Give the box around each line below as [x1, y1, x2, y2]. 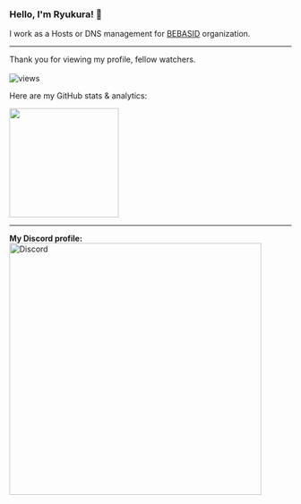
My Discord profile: [9, 233, 83, 244]
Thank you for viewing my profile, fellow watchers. [9, 54, 196, 65]
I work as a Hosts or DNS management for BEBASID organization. [9, 29, 251, 39]
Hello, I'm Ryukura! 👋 [9, 8, 103, 21]
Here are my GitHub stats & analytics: [9, 90, 148, 101]
